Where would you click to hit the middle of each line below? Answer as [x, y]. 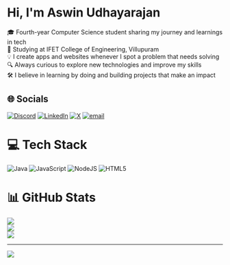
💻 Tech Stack [47, 145]
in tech [17, 42]
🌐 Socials [28, 99]
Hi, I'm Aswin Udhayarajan [84, 13]
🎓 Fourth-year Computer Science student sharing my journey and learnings [115, 32]
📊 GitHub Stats [52, 197]
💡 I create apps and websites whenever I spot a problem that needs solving [113, 56]
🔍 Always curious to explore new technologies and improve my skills [104, 65]
